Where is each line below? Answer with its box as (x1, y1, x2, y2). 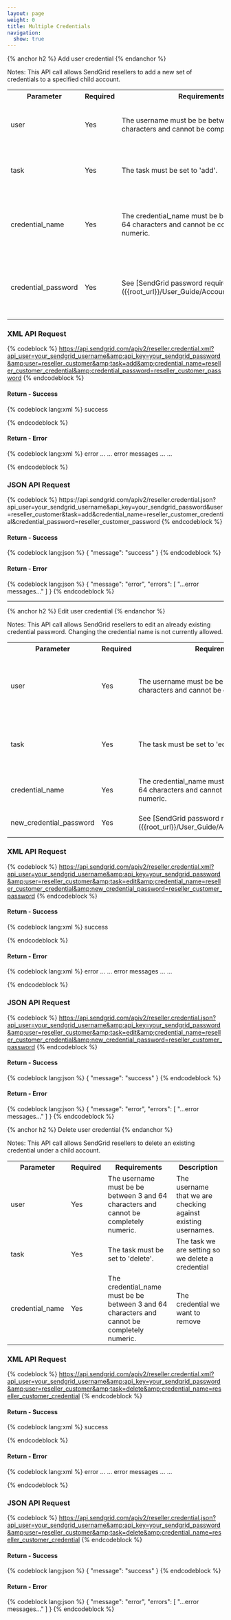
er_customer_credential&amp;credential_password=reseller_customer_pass (7, 366, 221, 375)
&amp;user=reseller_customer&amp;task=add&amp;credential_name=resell (7, 359, 221, 368)
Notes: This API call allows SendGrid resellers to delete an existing (7, 1139, 195, 1147)
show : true (13, 36, 45, 43)
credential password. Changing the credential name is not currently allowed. (7, 627, 223, 635)
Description (178, 1162, 218, 1172)
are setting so (176, 1245, 221, 1254)
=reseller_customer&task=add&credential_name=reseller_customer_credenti (7, 510, 223, 518)
